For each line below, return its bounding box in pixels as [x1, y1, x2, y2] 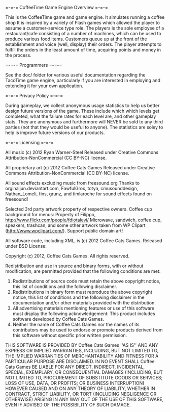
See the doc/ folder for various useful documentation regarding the [5, 72, 146, 78]
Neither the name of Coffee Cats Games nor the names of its [12, 321, 140, 327]
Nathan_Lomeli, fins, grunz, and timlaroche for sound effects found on [5, 191, 152, 197]
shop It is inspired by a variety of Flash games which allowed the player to [5, 20, 160, 25]
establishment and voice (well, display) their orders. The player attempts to [5, 41, 162, 47]
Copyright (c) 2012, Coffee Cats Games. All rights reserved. [5, 253, 130, 259]
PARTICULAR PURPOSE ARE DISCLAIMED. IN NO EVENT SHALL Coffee [5, 358, 155, 364]
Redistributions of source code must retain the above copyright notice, [12, 278, 161, 284]
